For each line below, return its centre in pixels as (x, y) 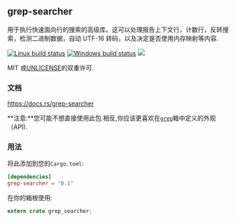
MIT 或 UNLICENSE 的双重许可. (51, 68)
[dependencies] (29, 177)
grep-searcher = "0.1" (40, 184)
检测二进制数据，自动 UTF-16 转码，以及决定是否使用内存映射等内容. (119, 38)
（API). (18, 127)
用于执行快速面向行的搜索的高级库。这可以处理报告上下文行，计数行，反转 (115, 29)
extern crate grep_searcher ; (50, 211)
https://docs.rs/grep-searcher (51, 104)
